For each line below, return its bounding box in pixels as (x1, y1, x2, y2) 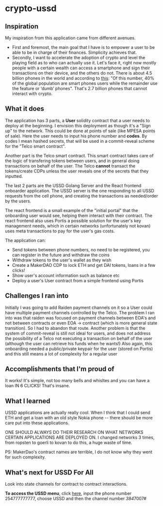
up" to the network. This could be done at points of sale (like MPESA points (5, 128, 155, 134)
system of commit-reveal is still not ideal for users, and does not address (5, 330, 151, 336)
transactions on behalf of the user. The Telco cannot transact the (5, 163, 136, 169)
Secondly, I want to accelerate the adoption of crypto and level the (12, 55, 146, 61)
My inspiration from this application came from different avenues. (5, 35, 136, 41)
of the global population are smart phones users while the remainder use (12, 80, 158, 86)
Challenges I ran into (5, 291, 69, 300)
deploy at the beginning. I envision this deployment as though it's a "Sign (5, 123, 151, 128)
